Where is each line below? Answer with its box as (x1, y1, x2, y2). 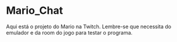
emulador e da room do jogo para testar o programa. (6, 29, 133, 36)
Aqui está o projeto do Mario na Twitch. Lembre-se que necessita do (6, 23, 171, 30)
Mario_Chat (6, 4, 63, 17)
